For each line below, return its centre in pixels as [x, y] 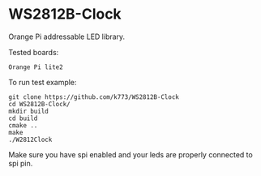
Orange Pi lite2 [36, 67]
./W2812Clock [30, 140]
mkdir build [28, 111]
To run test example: [43, 82]
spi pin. [21, 163]
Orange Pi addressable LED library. [67, 36]
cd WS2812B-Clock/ [39, 104]
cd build [23, 118]
